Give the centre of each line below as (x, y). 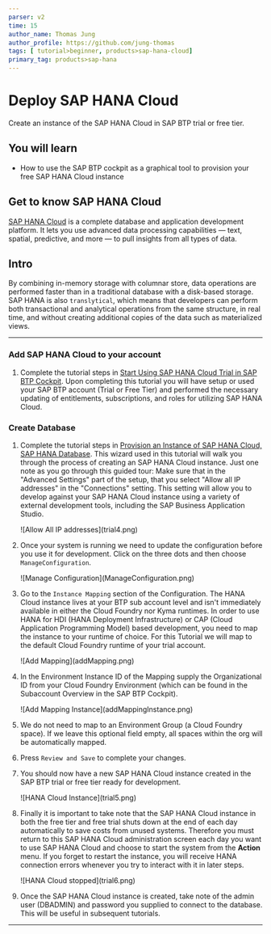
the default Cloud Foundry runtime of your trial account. (113, 645)
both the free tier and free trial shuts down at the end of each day (129, 822)
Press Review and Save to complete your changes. (103, 757)
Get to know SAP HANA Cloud (85, 202)
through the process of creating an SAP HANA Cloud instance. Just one (140, 462)
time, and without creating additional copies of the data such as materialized (135, 318)
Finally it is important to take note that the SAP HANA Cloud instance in (138, 813)
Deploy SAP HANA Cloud (94, 101)
